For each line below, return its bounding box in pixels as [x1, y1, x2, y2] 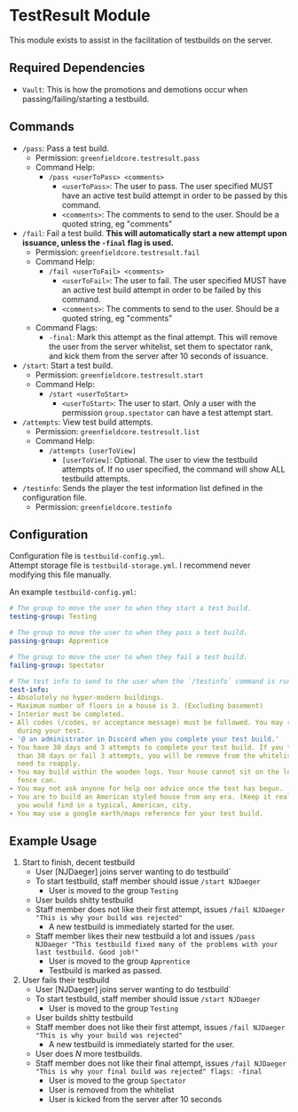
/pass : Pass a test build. [21, 143, 109, 154]
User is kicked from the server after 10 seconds [48, 1094, 223, 1105]
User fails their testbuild [21, 974, 110, 986]
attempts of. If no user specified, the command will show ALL [61, 464, 286, 474]
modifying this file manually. [9, 569, 113, 580]
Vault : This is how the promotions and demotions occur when [21, 83, 248, 94]
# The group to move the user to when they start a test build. [9, 604, 252, 613]
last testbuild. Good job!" [35, 948, 139, 957]
